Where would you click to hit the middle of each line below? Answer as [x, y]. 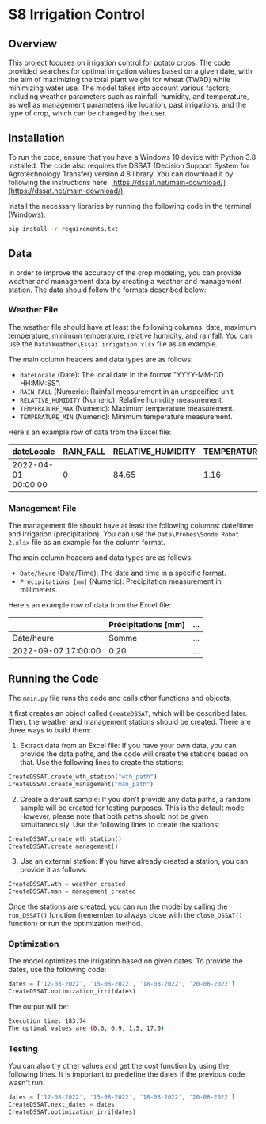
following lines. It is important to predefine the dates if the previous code [127, 1074]
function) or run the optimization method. [75, 924]
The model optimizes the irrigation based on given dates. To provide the [125, 961]
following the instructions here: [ [61, 182]
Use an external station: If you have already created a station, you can [134, 861]
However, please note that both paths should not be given [114, 816]
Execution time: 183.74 [47, 1021]
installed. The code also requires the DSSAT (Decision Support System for [129, 165]
